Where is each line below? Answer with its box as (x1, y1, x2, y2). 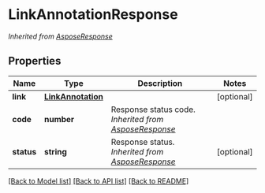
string (43, 146, 67, 157)
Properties (8, 54, 62, 68)
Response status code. (110, 104, 196, 115)
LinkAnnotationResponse (8, 6, 179, 24)
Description (137, 77, 183, 88)
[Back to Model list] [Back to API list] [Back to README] (8, 176, 189, 186)
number (43, 113, 75, 124)
